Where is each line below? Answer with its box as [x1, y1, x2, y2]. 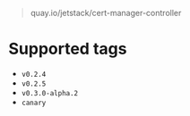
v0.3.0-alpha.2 [21, 88, 79, 97]
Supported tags [8, 39, 127, 59]
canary [21, 98, 47, 107]
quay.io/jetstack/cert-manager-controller [30, 8, 182, 18]
